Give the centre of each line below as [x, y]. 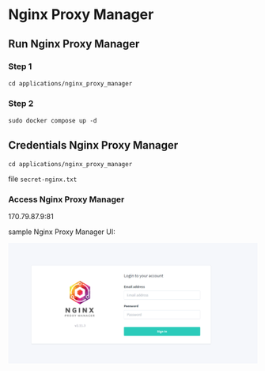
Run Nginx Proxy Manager [74, 44]
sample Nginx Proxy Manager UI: [62, 232]
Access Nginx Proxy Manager [66, 199]
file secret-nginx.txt [43, 179]
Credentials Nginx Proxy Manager [93, 145]
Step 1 [20, 66]
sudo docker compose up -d [53, 121]
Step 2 [21, 103]
